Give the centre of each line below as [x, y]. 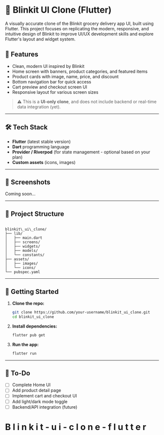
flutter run [24, 353]
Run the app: [25, 344]
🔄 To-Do [18, 373]
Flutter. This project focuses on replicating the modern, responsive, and [77, 28]
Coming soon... [20, 194]
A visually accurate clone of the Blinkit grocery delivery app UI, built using [79, 23]
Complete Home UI [31, 385]
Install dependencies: [35, 326]
